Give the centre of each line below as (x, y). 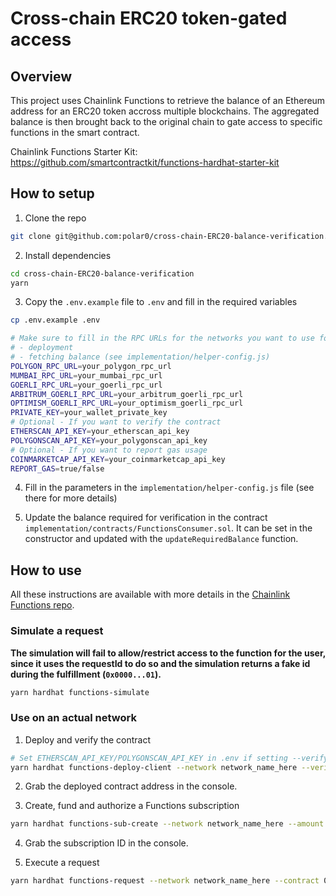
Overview (41, 76)
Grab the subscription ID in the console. (106, 843)
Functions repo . (42, 605)
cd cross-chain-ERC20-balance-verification (102, 273)
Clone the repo (55, 218)
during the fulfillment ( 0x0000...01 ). (86, 674)
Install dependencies (68, 255)
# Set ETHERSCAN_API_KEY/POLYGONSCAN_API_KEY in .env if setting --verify (169, 758)
